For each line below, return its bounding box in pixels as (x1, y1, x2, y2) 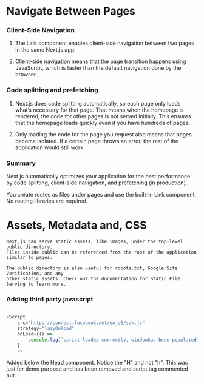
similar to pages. (6, 255, 53, 261)
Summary (6, 159, 36, 167)
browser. (15, 71, 38, 78)
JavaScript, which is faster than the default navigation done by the (15, 64, 182, 72)
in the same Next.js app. (15, 46, 76, 53)
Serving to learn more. (6, 281, 67, 288)
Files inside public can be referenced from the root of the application (6, 249, 197, 255)
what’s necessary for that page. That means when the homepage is (15, 106, 184, 113)
